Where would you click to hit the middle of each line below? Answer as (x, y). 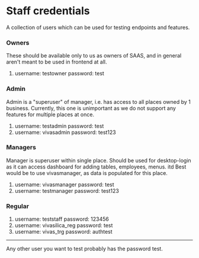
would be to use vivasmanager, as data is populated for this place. (87, 173)
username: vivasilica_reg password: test (64, 225)
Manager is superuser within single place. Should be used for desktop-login (99, 160)
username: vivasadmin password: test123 (65, 132)
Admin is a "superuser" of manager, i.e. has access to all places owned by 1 (99, 101)
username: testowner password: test (60, 74)
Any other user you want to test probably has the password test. (84, 249)
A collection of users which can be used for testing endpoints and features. (98, 27)
